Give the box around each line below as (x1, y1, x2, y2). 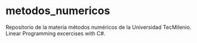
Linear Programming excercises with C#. (5, 29, 106, 37)
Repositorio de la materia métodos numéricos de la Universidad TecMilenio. (5, 24, 192, 31)
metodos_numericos (5, 4, 110, 18)
